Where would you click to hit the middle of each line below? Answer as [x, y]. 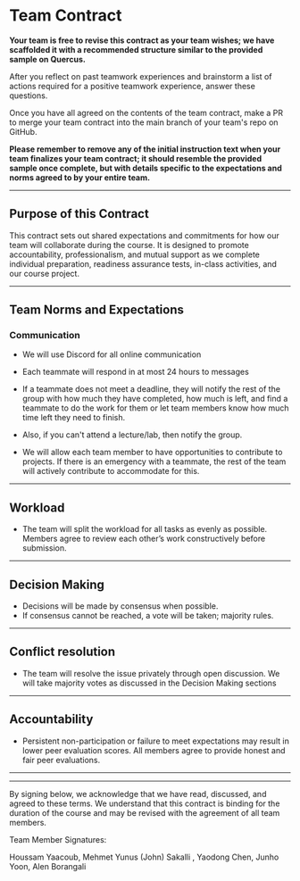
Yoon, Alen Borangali [48, 866]
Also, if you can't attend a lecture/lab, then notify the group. [132, 435]
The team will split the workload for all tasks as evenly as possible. [145, 529]
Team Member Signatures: [58, 839]
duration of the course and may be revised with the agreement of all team [145, 812]
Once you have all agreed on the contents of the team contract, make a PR [146, 112]
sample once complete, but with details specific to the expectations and [146, 168]
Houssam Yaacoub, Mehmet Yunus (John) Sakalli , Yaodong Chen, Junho [144, 857]
